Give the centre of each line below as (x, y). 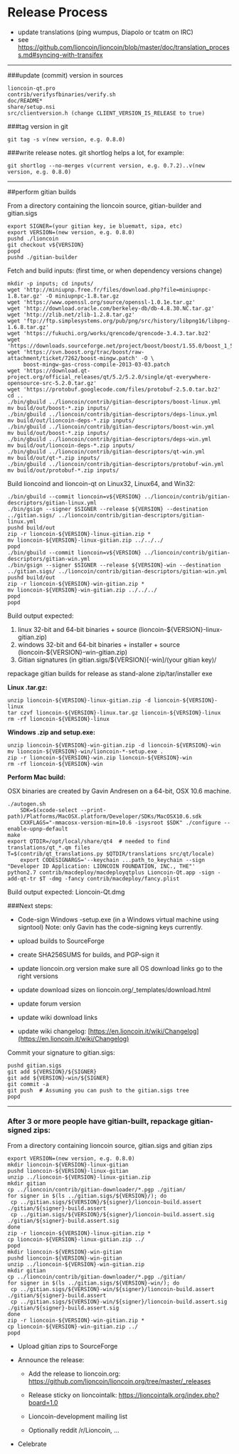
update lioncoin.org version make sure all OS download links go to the (120, 968)
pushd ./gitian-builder (43, 257)
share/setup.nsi (31, 107)
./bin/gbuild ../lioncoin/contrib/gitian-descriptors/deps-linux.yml (113, 414)
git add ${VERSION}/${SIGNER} (52, 1072)
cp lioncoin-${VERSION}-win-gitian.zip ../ (73, 1327)
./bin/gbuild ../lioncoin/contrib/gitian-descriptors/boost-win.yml (111, 427)
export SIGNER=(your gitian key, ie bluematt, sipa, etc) (95, 226)
